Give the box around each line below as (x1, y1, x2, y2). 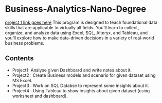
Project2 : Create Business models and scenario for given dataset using (12, 72, 156, 78)
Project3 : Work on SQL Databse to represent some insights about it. (12, 83, 149, 88)
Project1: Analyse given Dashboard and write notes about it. (12, 67, 132, 73)
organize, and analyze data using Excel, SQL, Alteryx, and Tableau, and (5, 30, 148, 35)
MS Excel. (12, 77, 33, 83)
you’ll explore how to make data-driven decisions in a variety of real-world (5, 35, 154, 41)
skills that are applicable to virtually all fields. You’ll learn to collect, (5, 24, 139, 30)
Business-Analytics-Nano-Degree (5, 3, 146, 15)
